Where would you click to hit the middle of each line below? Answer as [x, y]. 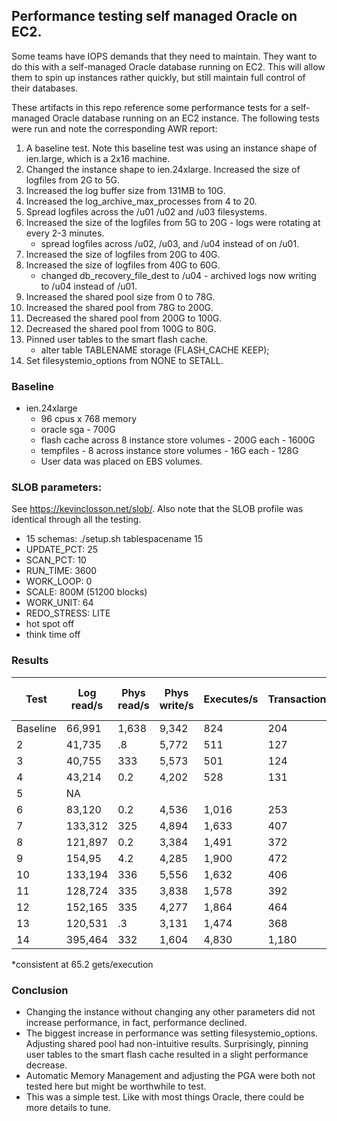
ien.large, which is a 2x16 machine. [98, 158]
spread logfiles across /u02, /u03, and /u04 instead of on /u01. [170, 243]
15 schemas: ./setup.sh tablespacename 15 [114, 539]
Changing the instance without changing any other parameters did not [170, 1012]
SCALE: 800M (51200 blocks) [86, 592]
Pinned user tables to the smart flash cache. [117, 339]
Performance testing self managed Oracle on [154, 16]
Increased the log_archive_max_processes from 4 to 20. [141, 201]
